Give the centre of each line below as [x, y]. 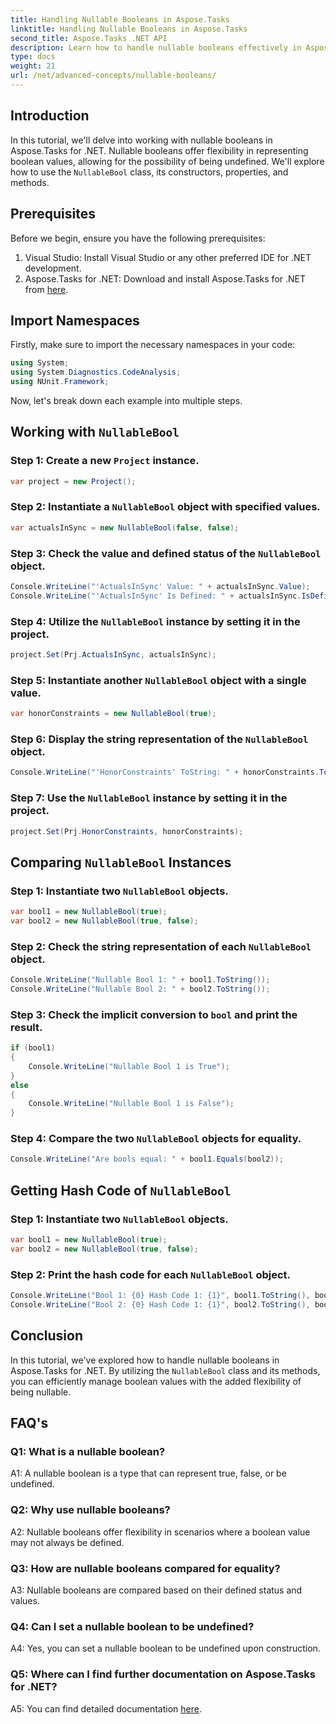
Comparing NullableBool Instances [121, 862]
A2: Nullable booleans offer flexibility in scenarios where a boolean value [160, 1532]
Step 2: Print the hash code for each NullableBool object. [151, 1274]
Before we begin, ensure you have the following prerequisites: [138, 238]
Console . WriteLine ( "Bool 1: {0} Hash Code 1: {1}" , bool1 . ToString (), [160, 1296]
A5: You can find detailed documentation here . [106, 1708]
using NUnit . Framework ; [60, 382]
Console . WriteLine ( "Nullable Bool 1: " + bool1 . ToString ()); [140, 980]
